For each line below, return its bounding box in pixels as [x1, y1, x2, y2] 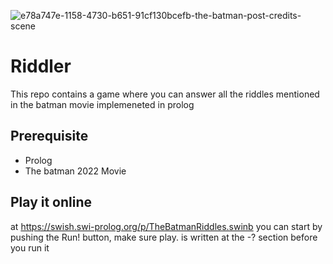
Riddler [10, 55, 72, 78]
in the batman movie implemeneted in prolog [10, 98, 195, 110]
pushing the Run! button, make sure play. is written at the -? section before [10, 231, 318, 243]
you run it [10, 241, 50, 254]
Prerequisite [10, 128, 89, 145]
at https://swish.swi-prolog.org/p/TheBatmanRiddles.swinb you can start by [10, 220, 323, 232]
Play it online [10, 194, 93, 211]
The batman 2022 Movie [24, 165, 127, 177]
